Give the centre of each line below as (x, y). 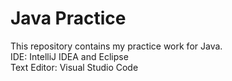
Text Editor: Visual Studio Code (74, 67)
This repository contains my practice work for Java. (116, 46)
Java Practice (68, 18)
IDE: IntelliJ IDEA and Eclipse (69, 56)
